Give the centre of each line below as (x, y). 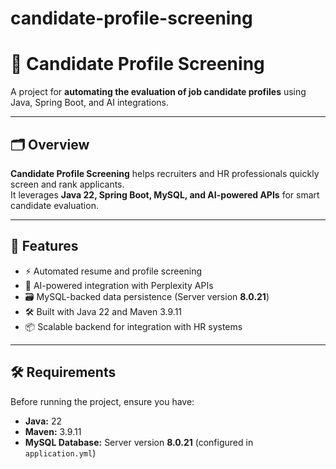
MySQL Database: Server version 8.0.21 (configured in (139, 442)
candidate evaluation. (54, 205)
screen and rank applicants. (67, 184)
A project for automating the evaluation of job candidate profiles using (158, 92)
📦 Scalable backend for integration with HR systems (133, 326)
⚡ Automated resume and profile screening (113, 271)
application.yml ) (60, 453)
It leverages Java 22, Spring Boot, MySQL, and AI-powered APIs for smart (165, 194)
